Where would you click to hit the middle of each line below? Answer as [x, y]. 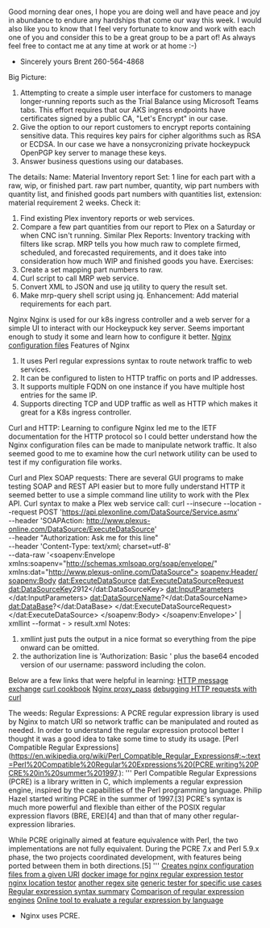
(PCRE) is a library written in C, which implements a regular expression [126, 782]
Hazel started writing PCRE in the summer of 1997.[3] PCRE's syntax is [125, 799]
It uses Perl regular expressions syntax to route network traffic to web [136, 361]
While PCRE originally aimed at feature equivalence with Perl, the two [123, 840]
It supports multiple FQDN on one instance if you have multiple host [132, 387]
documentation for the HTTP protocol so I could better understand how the [133, 436]
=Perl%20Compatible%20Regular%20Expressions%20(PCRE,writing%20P [134, 764]
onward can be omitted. [60, 647]
